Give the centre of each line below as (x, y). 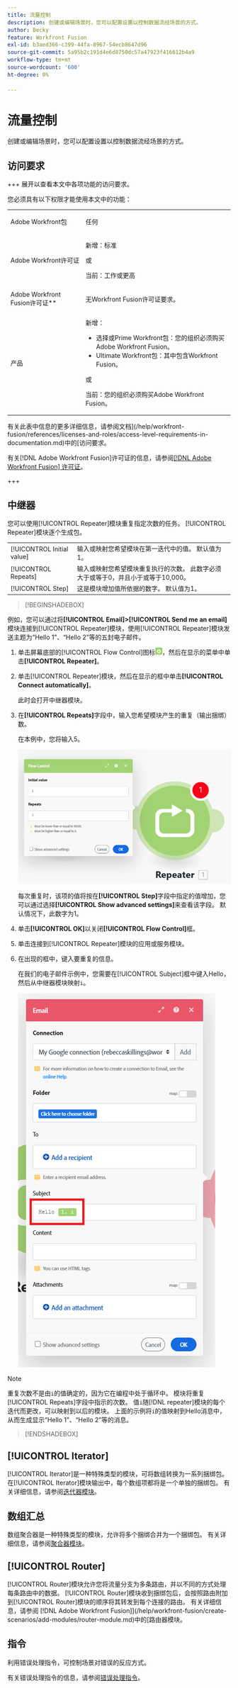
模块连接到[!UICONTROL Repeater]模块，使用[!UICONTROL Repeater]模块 (116, 628)
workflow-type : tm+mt (39, 60)
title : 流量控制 (29, 15)
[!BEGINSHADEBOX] (54, 604)
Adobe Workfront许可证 (45, 260)
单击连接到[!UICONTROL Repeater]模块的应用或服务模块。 (103, 943)
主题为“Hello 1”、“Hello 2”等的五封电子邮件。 (79, 637)
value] (19, 556)
